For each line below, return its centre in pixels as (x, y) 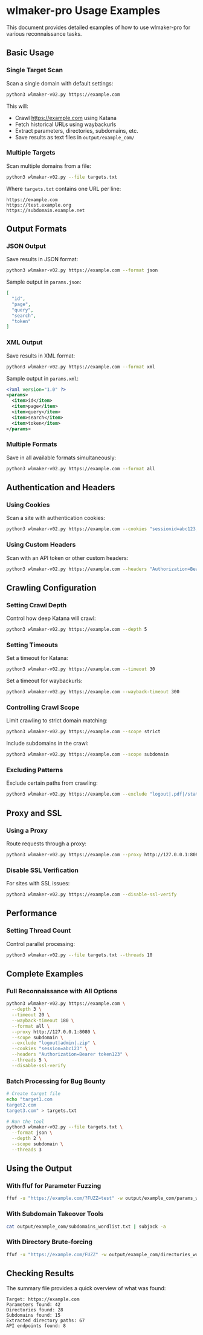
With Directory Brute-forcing (49, 1242)
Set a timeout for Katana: (37, 658)
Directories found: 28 (35, 1310)
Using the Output (39, 1169)
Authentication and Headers (61, 488)
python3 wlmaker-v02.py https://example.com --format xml (81, 367)
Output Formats (37, 229)
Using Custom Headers (41, 545)
